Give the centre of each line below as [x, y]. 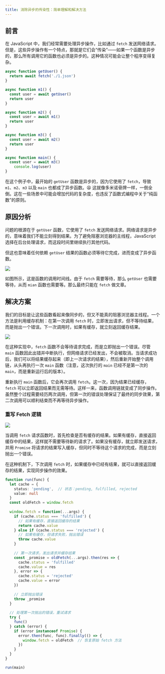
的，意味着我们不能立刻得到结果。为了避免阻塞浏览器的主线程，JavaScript [81, 236]
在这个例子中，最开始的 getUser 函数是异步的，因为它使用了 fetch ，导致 [78, 182]
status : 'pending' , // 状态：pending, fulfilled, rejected [76, 489]
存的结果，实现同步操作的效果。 [37, 470]
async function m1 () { [28, 90]
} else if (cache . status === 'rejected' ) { [59, 530]
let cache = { [24, 484]
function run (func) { [27, 480]
